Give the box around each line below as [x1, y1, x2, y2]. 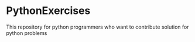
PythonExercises [6, 4, 91, 17]
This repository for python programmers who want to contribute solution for [6, 23, 189, 30]
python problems [6, 29, 47, 36]
